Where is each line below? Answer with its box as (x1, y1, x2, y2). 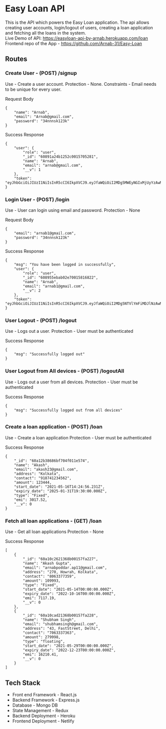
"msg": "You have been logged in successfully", (14, 262, 116, 267)
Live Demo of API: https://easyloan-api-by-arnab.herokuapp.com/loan (5, 35, 148, 41)
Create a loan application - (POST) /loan (5, 424, 103, 430)
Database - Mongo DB (12, 702, 58, 708)
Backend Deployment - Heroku (12, 713, 76, 719)
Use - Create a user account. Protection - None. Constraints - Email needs (5, 81, 157, 87)
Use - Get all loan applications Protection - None (5, 529, 104, 535)
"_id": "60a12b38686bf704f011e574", (14, 458, 90, 463)
